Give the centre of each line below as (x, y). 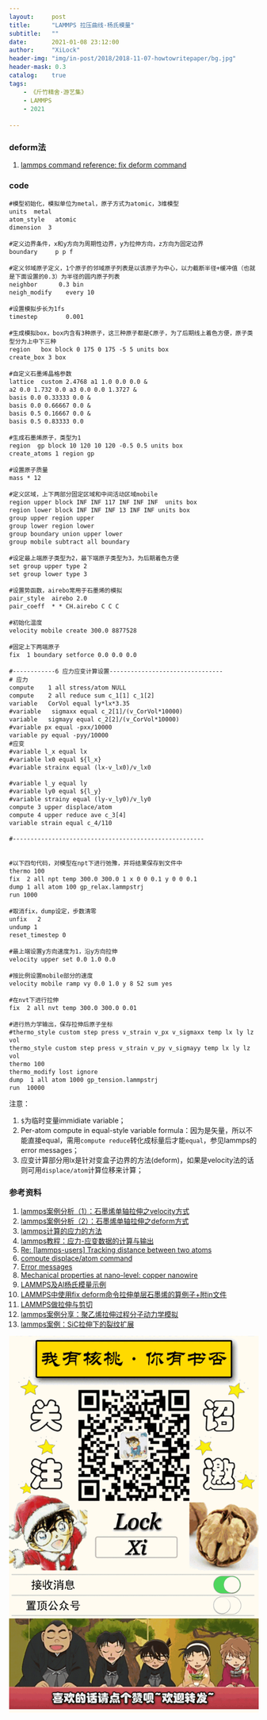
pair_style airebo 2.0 (48, 598)
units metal (31, 211)
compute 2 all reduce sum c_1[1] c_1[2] (82, 695)
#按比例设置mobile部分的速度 (51, 976)
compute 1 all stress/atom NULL (68, 687)
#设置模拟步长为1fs (37, 309)
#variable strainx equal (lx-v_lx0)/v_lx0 (80, 767)
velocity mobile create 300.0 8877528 (73, 631)
